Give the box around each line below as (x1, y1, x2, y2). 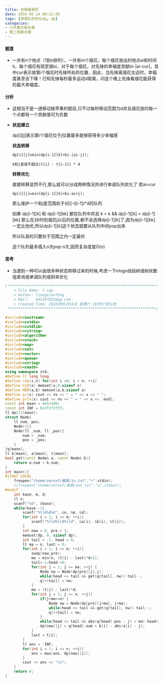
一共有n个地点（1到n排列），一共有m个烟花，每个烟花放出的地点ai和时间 (12, 57, 157, 63)
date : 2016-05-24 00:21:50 (5, 12, 60, 17)
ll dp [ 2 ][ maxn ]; (5, 411, 38, 415)
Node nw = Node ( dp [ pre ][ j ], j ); (40, 569, 104, 574)
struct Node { (5, 415, 32, 420)
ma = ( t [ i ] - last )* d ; (31, 587, 78, 592)
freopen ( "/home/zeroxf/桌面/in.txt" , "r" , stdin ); (14, 478, 113, 483)
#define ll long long (5, 374, 49, 379)
